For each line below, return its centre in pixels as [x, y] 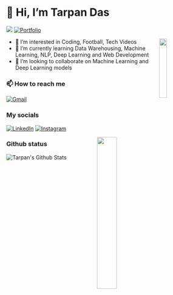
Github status [27, 144]
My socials [23, 115]
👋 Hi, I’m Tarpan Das [58, 12]
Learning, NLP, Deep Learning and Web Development [82, 55]
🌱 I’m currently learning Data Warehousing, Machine [80, 48]
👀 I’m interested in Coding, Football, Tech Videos [76, 41]
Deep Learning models [43, 68]
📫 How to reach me [36, 83]
